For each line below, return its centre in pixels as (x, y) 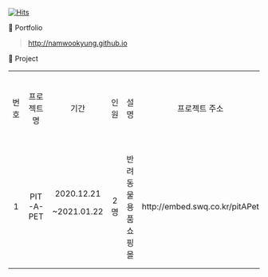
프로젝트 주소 (200, 109)
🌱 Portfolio (26, 27)
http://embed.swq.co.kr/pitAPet (200, 207)
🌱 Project (23, 59)
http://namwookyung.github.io (77, 43)
